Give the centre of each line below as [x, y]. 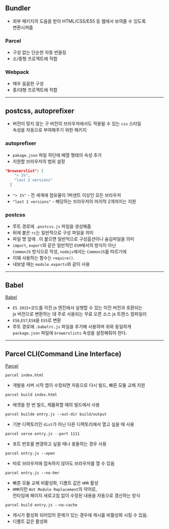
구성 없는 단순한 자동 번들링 [39, 52]
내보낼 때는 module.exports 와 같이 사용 [51, 264]
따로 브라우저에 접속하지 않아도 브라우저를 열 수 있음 [63, 463]
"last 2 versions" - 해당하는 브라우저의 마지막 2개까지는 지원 [74, 202]
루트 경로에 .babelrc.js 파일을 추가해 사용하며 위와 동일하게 [72, 327]
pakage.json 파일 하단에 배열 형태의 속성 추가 [57, 155]
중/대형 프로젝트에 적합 [35, 90]
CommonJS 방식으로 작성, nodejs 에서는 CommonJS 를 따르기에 [69, 252]
